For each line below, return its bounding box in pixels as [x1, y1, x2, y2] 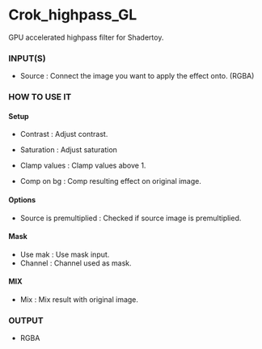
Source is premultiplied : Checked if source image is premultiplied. [19, 213, 242, 223]
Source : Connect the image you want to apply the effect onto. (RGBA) [19, 71, 255, 81]
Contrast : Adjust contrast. [19, 130, 108, 139]
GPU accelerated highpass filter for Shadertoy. [8, 32, 164, 42]
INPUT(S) [8, 53, 46, 64]
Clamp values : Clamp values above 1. [19, 160, 146, 171]
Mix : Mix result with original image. [19, 294, 139, 304]
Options [8, 194, 36, 204]
